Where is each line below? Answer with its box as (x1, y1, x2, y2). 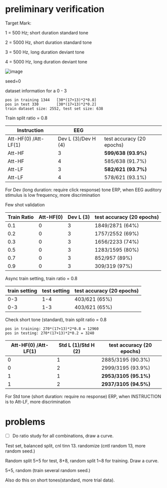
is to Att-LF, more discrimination (5, 399, 71, 405)
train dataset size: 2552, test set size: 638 (5, 106, 103, 111)
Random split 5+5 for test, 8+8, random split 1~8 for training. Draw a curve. (5, 458, 159, 464)
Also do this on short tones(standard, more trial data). (5, 477, 115, 483)
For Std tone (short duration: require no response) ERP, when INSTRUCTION (5, 393, 162, 399)
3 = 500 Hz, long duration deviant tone (5, 49, 84, 55)
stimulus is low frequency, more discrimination (5, 192, 100, 198)
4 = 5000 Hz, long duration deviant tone (5, 58, 87, 64)
